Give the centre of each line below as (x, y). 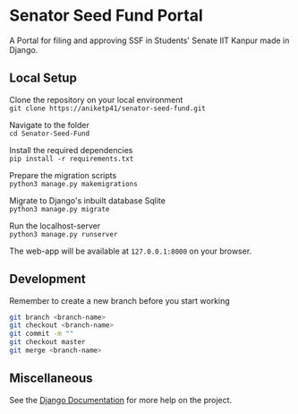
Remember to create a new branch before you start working (119, 300)
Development (48, 279)
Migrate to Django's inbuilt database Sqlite (87, 200)
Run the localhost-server (55, 226)
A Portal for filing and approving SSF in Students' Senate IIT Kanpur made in (149, 40)
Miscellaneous (51, 379)
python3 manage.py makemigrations (74, 184)
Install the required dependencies (71, 150)
